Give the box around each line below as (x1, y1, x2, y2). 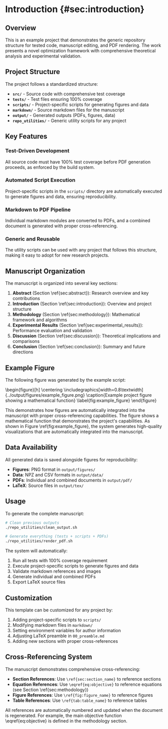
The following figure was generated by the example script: (5, 377, 126, 383)
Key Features (5, 132, 48, 141)
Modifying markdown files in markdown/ (12, 622, 93, 628)
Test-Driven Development (5, 147, 70, 154)
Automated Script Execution (5, 176, 76, 184)
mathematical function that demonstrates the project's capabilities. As (5, 418, 150, 424)
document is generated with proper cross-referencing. (5, 223, 118, 229)
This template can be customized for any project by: (5, 606, 113, 613)
